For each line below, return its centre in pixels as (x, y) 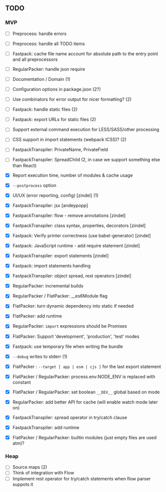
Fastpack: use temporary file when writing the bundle (68, 346)
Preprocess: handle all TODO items (49, 43)
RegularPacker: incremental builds (48, 286)
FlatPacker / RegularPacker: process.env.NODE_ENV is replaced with (84, 376)
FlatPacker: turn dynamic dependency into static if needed (73, 306)
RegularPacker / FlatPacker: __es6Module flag (60, 296)
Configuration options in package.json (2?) (57, 89)
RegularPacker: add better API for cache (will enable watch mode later (85, 402)
